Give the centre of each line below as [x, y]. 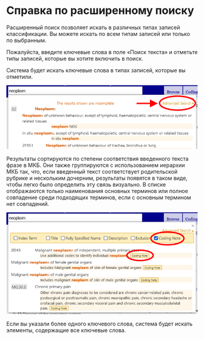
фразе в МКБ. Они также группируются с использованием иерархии [96, 165]
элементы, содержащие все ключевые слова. [66, 330]
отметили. [20, 76]
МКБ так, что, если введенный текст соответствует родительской [92, 172]
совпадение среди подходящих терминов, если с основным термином [99, 197]
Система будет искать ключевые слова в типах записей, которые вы [96, 70]
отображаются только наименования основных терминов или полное [97, 191]
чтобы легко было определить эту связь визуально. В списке [86, 185]
